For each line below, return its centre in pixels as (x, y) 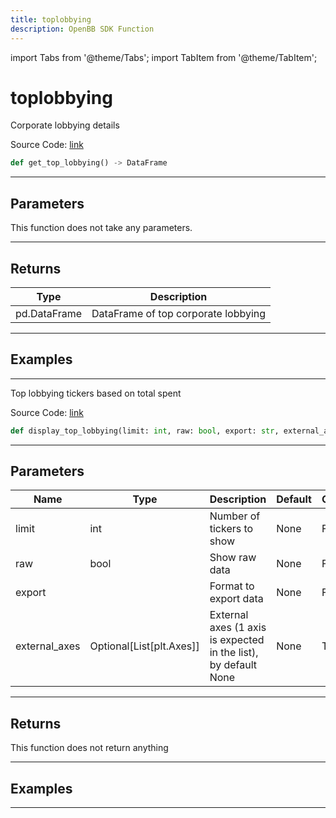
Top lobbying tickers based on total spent (96, 393)
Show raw (233, 558)
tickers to (231, 529)
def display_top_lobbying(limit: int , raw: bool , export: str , (145, 431)
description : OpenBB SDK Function (82, 29)
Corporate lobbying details (65, 125)
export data (236, 599)
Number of (235, 516)
